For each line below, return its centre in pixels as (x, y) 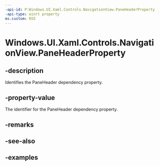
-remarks (19, 124)
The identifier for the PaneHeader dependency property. (61, 109)
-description (24, 71)
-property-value (30, 98)
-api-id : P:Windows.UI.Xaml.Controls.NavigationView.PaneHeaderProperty (80, 9)
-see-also (20, 141)
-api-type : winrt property (32, 14)
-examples (22, 158)
